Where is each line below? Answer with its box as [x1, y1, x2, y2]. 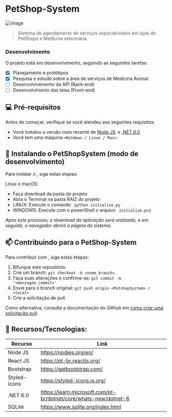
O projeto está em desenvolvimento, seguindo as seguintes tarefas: [5, 60, 148, 66]
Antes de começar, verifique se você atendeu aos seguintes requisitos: [5, 119, 155, 126]
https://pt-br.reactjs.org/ [40, 357, 101, 364]
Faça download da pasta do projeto [12, 191, 88, 197]
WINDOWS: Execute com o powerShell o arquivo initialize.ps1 [12, 207, 152, 213]
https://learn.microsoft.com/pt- [40, 388, 116, 395]
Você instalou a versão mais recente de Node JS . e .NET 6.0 [12, 129, 140, 135]
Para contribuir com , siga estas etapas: [5, 254, 90, 260]
